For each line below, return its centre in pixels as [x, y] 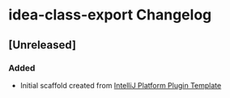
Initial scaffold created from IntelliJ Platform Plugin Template [121, 85]
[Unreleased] [43, 45]
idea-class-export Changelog [110, 15]
